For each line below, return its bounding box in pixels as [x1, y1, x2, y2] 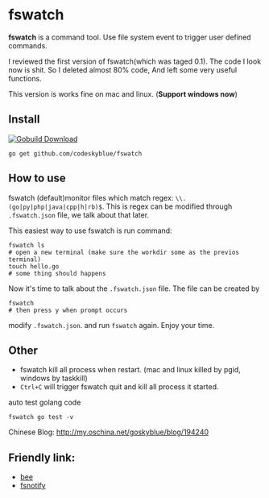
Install [8, 113, 40, 127]
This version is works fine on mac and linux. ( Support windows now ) [8, 89, 238, 98]
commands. [8, 40, 48, 50]
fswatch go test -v [8, 413, 74, 421]
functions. [8, 73, 42, 83]
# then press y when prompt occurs [8, 306, 128, 314]
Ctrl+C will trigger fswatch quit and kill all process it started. [19, 382, 219, 392]
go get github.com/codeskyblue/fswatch [8, 149, 143, 158]
